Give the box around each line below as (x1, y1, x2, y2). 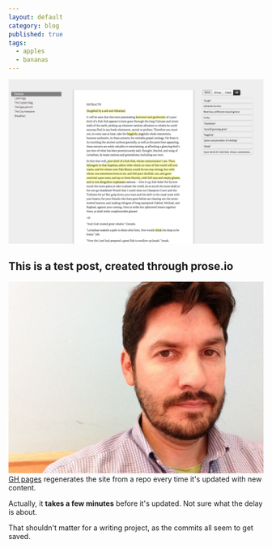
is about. (8, 507, 38, 516)
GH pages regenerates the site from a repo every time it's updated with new (8, 474, 262, 484)
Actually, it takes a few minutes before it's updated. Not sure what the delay (8, 499, 263, 508)
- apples (15, 47, 45, 56)
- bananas (15, 56, 49, 64)
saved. (8, 531, 31, 541)
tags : (8, 39, 27, 47)
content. (8, 482, 36, 492)
